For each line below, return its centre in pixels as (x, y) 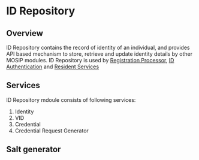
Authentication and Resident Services (53, 67)
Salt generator (34, 150)
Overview (25, 33)
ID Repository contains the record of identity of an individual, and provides (98, 47)
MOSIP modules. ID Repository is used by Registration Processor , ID (90, 60)
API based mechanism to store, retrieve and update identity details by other (99, 54)
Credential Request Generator (52, 131)
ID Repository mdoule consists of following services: (71, 99)
